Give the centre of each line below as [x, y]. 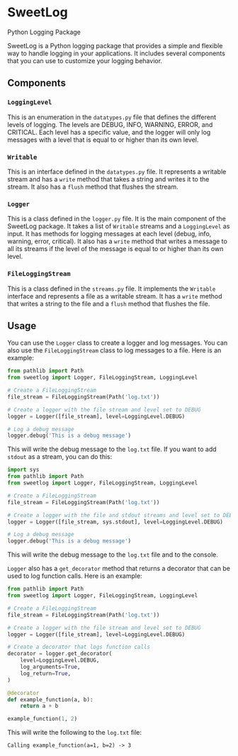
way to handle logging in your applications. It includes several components [116, 53]
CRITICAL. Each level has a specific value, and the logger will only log [109, 132]
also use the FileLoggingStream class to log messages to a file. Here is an [114, 350]
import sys [23, 470]
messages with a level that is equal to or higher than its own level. [103, 140]
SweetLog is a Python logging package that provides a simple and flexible [115, 45]
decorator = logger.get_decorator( [60, 654]
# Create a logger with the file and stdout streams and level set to [114, 515]
